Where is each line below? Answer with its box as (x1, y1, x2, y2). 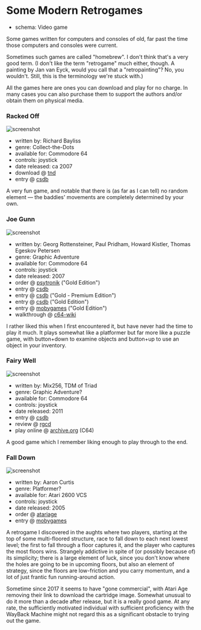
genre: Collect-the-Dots (14, 144, 75, 151)
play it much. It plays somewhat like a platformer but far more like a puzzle (6, 329, 191, 336)
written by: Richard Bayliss (14, 137, 81, 144)
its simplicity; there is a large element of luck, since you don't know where (6, 554, 190, 561)
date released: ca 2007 (14, 163, 73, 170)
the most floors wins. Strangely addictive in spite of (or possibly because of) (6, 548, 196, 555)
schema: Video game (14, 23, 68, 31)
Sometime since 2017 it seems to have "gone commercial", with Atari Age (6, 585, 188, 593)
